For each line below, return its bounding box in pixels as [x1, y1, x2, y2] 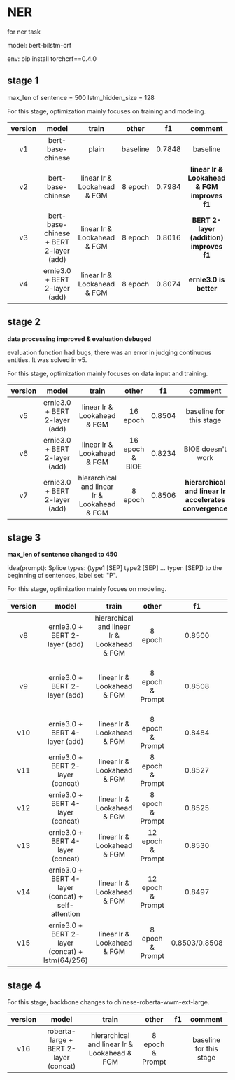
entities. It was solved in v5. [7, 355, 87, 364]
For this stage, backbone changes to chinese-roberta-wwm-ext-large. [7, 998, 210, 1006]
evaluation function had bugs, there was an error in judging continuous [7, 348, 212, 356]
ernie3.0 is [188, 275, 225, 284]
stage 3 [7, 532, 41, 544]
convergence [183, 504, 228, 513]
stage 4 [7, 979, 41, 991]
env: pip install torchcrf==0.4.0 [7, 54, 97, 63]
